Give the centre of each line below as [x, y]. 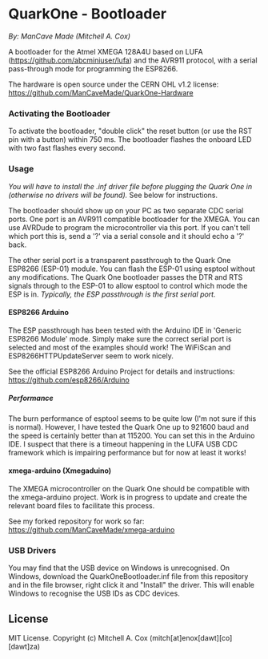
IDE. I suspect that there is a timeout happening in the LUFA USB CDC [123, 444]
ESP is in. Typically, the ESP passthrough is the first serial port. [112, 294]
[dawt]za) [24, 647]
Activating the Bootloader [59, 113]
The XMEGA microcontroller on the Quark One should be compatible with [129, 488]
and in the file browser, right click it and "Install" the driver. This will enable [131, 585]
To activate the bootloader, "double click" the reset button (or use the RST [130, 131]
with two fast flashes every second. [67, 148]
